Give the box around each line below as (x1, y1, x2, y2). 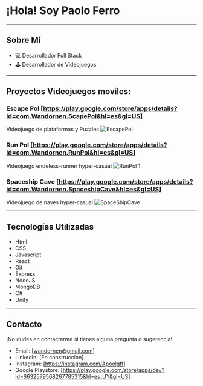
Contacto (6, 319, 42, 330)
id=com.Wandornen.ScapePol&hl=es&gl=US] (6, 112, 143, 121)
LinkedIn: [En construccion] (14, 353, 84, 361)
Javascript (14, 251, 42, 258)
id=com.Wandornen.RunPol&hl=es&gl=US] (6, 148, 136, 157)
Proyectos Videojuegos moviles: (6, 86, 131, 97)
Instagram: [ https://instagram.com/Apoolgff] (14, 360, 126, 367)
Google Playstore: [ (14, 366, 63, 373)
